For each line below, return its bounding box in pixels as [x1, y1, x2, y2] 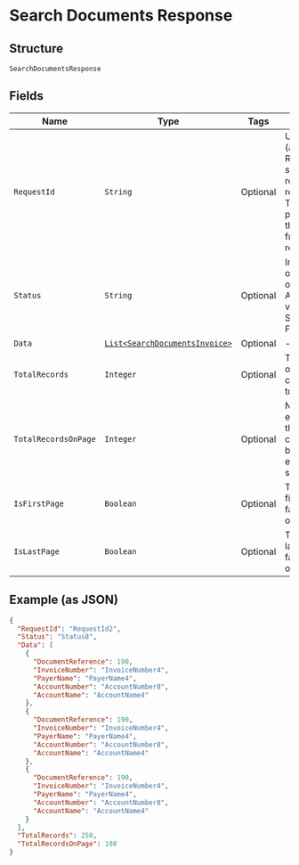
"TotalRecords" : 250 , [17, 831, 98, 840]
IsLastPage [13, 546, 60, 557]
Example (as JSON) [9, 592, 118, 608]
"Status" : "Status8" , [17, 632, 98, 641]
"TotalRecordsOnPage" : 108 [17, 839, 117, 849]
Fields [9, 88, 44, 103]
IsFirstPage [13, 498, 65, 509]
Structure [9, 41, 64, 56]
